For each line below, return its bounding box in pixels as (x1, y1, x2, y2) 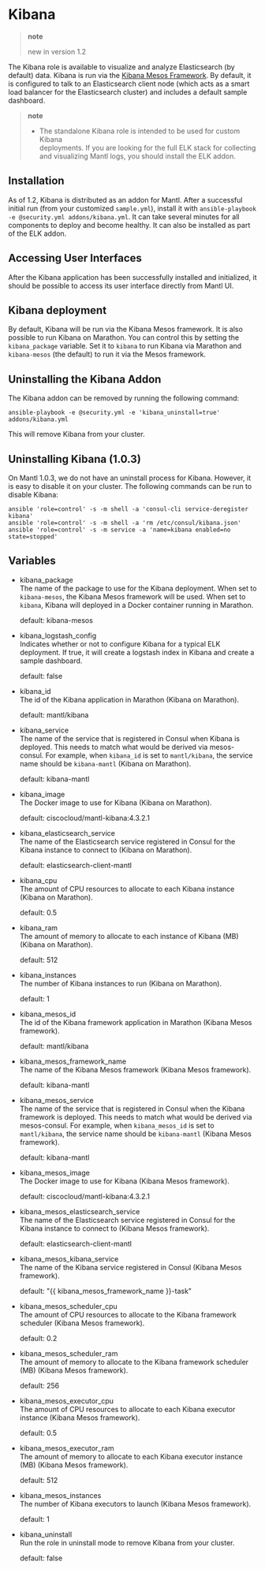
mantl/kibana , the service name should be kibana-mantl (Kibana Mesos (19, 1129, 252, 1139)
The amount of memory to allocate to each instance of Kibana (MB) (19, 931, 239, 941)
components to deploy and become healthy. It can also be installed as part (8, 220, 251, 229)
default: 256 (19, 1381, 60, 1390)
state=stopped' (8, 533, 58, 541)
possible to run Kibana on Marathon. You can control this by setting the (8, 333, 239, 342)
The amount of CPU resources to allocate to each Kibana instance (19, 884, 235, 893)
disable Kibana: (8, 490, 59, 499)
